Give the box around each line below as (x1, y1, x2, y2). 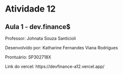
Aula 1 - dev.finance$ (5, 23, 71, 31)
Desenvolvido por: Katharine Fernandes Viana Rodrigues (5, 45, 118, 50)
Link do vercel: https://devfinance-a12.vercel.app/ (5, 64, 105, 69)
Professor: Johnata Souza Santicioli (5, 35, 76, 41)
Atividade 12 (5, 3, 56, 15)
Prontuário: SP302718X (5, 54, 52, 60)
